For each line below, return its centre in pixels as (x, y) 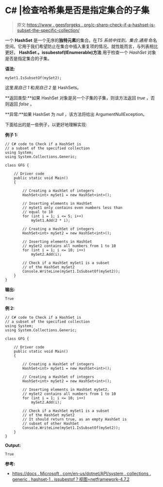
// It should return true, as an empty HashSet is (75, 419)
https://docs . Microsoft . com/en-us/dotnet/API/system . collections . (81, 473)
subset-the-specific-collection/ (48, 30)
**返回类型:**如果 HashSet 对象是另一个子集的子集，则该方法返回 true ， (78, 97)
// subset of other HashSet (51, 423)
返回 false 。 (22, 104)
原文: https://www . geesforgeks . (50, 25)
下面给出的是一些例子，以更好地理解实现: (46, 124)
